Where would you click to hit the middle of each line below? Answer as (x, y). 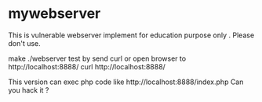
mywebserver (55, 14)
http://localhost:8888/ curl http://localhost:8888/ (87, 66)
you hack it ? (29, 90)
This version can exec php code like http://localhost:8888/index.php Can (126, 82)
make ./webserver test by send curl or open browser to (97, 58)
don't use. (24, 43)
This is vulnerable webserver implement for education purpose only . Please (131, 35)
